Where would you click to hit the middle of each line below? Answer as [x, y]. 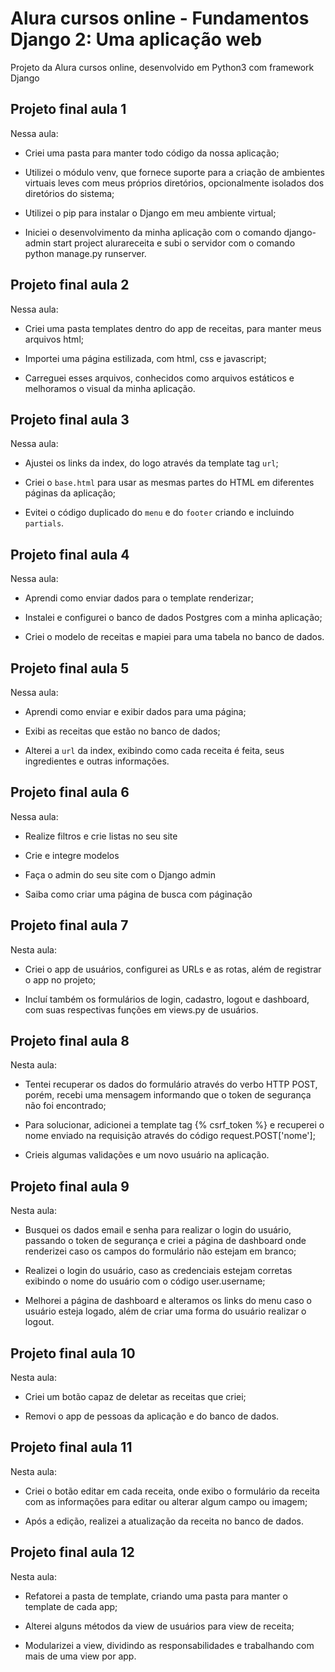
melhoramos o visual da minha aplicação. [110, 388]
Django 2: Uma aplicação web [136, 39]
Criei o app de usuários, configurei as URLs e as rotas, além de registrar [173, 969]
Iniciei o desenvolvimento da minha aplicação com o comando [153, 232]
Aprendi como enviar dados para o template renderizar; [139, 598]
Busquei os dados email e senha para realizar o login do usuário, [158, 1230]
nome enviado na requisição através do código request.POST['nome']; [170, 1136]
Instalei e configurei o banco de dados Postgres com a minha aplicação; [173, 618]
